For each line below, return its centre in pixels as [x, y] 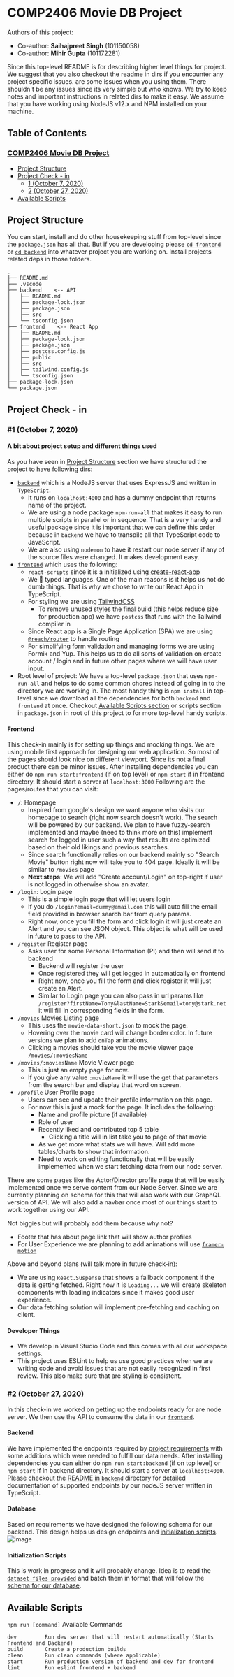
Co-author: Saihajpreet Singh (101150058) [78, 45]
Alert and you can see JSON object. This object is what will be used [125, 929]
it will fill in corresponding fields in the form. [101, 1011]
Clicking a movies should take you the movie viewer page [110, 1048]
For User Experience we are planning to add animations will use [109, 1244]
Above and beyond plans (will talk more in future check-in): [93, 1264]
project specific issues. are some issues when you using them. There [107, 81]
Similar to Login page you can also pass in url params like [121, 996]
